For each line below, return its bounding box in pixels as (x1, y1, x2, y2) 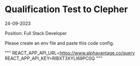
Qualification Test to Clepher (5, 4, 128, 15)
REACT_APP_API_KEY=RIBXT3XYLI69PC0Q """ (5, 55, 103, 61)
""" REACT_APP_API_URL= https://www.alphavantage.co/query (5, 50, 135, 56)
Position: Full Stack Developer (5, 30, 67, 36)
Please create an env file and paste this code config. (5, 40, 114, 46)
